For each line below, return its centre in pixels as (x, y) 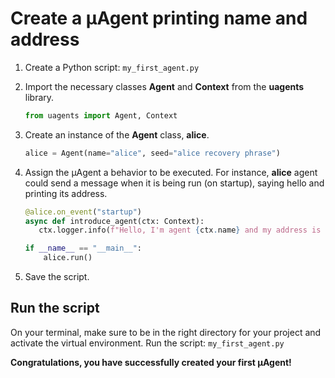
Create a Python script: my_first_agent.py (112, 67)
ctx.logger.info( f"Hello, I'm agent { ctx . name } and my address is (180, 230)
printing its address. (66, 193)
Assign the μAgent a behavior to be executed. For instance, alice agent (171, 172)
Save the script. (57, 277)
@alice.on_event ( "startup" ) (83, 212)
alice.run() (68, 258)
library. (39, 97)
